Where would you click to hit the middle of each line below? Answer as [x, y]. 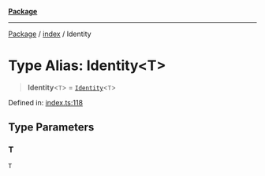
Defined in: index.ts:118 [46, 102]
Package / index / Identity [50, 34]
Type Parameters [51, 128]
